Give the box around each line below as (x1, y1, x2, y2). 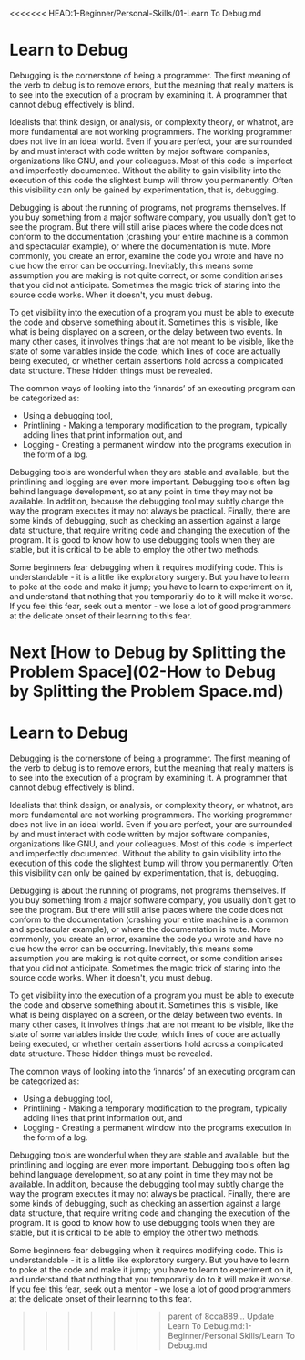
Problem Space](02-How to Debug (9, 661, 276, 682)
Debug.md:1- (203, 1321, 252, 1332)
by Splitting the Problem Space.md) (9, 681, 284, 701)
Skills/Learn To (239, 1331, 296, 1342)
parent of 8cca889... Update (168, 1311, 275, 1322)
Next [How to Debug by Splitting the (9, 642, 287, 663)
